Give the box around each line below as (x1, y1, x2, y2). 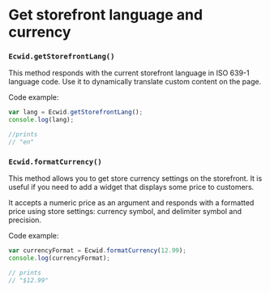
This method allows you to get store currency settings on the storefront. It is (8, 174, 263, 183)
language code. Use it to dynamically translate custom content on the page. (8, 77, 262, 87)
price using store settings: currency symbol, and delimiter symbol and (8, 207, 242, 217)
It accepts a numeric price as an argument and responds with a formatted (8, 198, 255, 208)
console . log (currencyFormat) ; (8, 254, 111, 263)
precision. (8, 215, 42, 225)
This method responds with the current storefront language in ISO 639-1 (8, 68, 250, 78)
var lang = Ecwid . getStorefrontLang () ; (8, 108, 144, 117)
